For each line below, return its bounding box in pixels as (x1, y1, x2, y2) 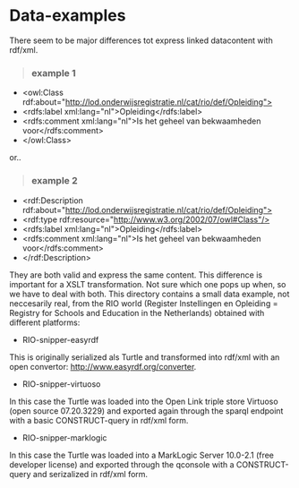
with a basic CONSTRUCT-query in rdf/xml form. (9, 415, 189, 425)
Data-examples (9, 5, 126, 26)
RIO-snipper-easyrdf (21, 334, 99, 345)
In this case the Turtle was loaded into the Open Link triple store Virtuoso (9, 396, 279, 407)
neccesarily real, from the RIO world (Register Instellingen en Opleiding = (9, 297, 278, 309)
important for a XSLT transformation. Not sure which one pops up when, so (9, 278, 286, 289)
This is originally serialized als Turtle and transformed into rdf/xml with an (9, 351, 280, 363)
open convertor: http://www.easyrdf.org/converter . (9, 361, 197, 372)
